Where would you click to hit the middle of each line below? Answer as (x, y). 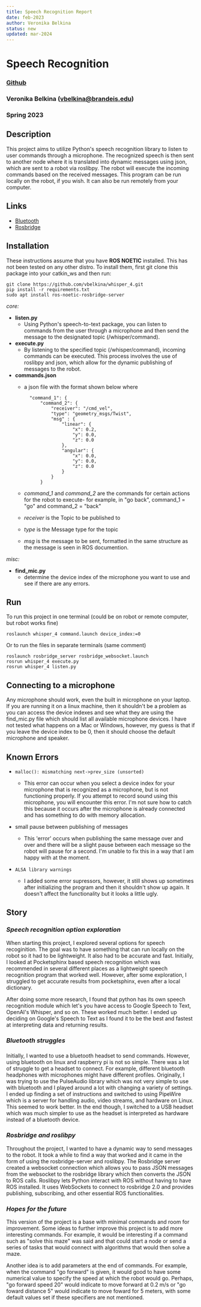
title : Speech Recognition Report (49, 12)
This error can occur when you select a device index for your (99, 783)
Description (28, 134)
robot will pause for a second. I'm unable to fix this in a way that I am (109, 851)
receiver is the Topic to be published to (72, 517)
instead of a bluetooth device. (43, 1120)
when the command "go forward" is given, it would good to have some (94, 1272)
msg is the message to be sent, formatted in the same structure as (106, 541)
